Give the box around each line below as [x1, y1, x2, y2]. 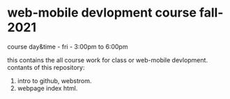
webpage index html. [17, 84, 78, 92]
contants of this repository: [7, 63, 85, 71]
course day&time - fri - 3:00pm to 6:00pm [7, 42, 128, 51]
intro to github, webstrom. [17, 76, 92, 84]
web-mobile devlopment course [7, 5, 197, 21]
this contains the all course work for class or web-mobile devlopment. [7, 55, 208, 64]
